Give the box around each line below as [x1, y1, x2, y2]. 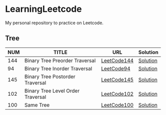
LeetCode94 [101, 65, 131, 72]
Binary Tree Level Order [24, 87, 80, 94]
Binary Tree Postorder [24, 73, 76, 80]
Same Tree [24, 101, 50, 108]
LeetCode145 [101, 76, 134, 83]
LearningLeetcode [5, 3, 82, 15]
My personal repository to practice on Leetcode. [5, 20, 104, 26]
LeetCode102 [101, 90, 134, 97]
